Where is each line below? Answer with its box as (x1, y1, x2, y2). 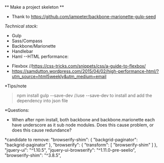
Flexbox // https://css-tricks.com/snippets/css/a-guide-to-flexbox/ (11, 63, 146, 69)
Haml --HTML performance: (11, 54, 69, 59)
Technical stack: (4, 23, 38, 29)
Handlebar (11, 49, 33, 54)
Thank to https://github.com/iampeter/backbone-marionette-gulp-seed (11, 14, 156, 19)
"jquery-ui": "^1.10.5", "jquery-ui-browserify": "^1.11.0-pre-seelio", (4, 147, 136, 153)
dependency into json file (16, 98, 68, 104)
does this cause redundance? (11, 127, 72, 133)
